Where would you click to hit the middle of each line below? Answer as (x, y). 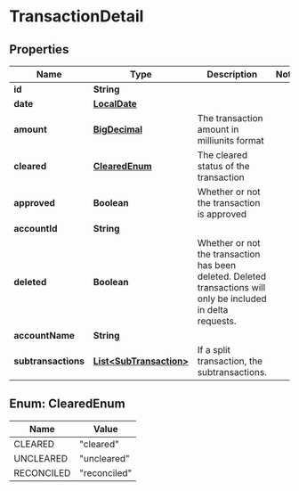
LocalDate (115, 104)
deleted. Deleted (232, 276)
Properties (39, 49)
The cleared (222, 155)
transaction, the (230, 361)
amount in (218, 129)
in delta (213, 310)
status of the (224, 166)
